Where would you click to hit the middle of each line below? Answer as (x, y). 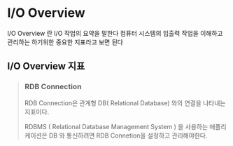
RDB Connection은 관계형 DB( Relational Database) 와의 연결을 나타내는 (125, 102)
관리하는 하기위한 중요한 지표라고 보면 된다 (65, 42)
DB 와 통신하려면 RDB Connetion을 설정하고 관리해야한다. (128, 135)
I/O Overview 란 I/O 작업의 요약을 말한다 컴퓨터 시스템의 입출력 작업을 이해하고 (115, 33)
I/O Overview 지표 (46, 66)
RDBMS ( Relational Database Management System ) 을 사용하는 (116, 126)
